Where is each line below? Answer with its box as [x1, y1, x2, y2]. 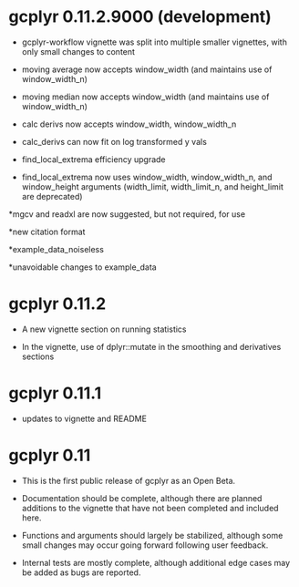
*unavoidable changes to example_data [8, 262, 157, 273]
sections [21, 351, 55, 362]
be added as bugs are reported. [21, 567, 141, 578]
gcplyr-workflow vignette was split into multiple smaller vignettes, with [21, 36, 288, 47]
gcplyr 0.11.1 [8, 383, 102, 404]
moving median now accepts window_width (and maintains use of [21, 91, 270, 102]
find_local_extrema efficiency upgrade [21, 153, 166, 165]
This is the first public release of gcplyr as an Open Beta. [21, 475, 236, 486]
